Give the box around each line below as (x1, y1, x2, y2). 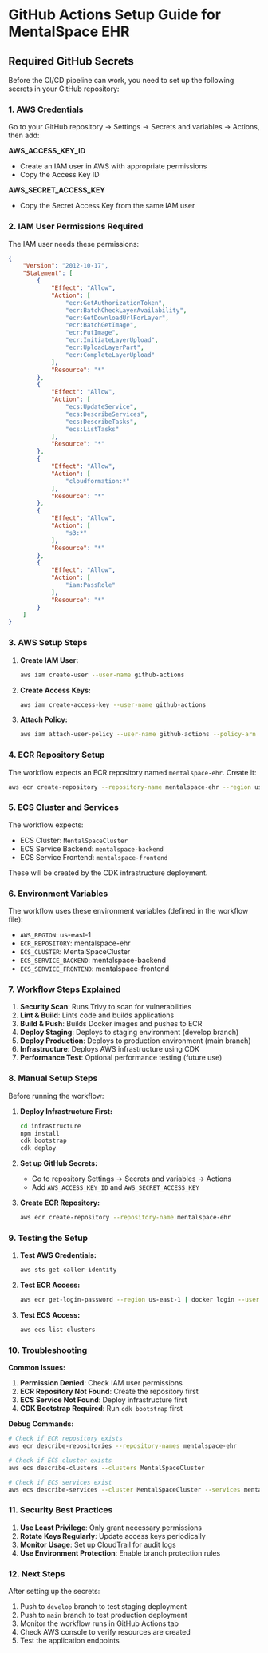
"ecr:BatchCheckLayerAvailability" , (65, 306, 187, 315)
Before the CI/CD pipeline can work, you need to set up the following (8, 76, 235, 85)
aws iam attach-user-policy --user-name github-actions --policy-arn (19, 731, 257, 739)
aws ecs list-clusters (19, 1326, 96, 1334)
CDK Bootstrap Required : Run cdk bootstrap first (19, 1404, 183, 1413)
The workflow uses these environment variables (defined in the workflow (8, 906, 249, 916)
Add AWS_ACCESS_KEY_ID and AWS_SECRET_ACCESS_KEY (31, 1183, 199, 1192)
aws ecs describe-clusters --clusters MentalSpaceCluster (8, 1464, 205, 1472)
